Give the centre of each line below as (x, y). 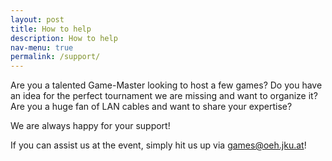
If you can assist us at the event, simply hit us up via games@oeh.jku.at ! (158, 145)
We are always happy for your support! (90, 126)
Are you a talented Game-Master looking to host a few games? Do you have (166, 85)
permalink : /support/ (55, 57)
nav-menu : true (42, 47)
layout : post (37, 19)
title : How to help (51, 29)
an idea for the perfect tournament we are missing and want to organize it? (164, 96)
